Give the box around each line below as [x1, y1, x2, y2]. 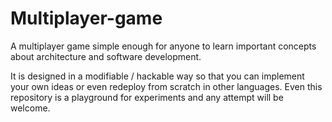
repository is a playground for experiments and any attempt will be [10, 91, 284, 103]
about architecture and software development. [10, 50, 202, 62]
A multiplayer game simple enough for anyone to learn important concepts [10, 40, 317, 52]
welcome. [10, 102, 51, 114]
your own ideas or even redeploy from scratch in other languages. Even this [10, 80, 323, 92]
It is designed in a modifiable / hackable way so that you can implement [10, 70, 305, 82]
